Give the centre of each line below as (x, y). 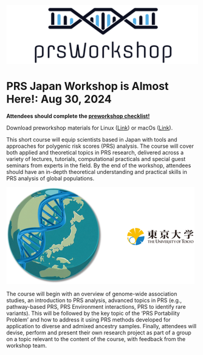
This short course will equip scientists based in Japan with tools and (92, 139)
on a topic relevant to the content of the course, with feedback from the (96, 339)
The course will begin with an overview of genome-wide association (92, 294)
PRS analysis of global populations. (50, 178)
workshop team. (27, 345)
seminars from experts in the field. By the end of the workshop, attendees (99, 165)
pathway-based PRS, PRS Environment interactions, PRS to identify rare (96, 306)
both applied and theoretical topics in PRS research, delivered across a (95, 152)
